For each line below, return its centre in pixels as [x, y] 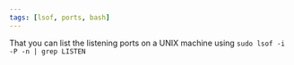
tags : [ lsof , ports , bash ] [60, 17]
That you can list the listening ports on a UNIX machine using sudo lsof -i [147, 43]
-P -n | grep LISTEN [48, 51]
